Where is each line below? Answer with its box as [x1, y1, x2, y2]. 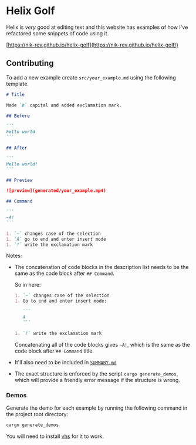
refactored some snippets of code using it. [6, 29, 109, 36]
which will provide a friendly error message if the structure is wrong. [14, 376, 180, 383]
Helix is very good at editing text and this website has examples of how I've [6, 24, 188, 31]
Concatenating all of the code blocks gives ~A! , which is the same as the [14, 341, 191, 348]
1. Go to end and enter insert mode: [14, 298, 107, 304]
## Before [6, 113, 31, 119]
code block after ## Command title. [14, 347, 94, 354]
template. [6, 80, 29, 87]
